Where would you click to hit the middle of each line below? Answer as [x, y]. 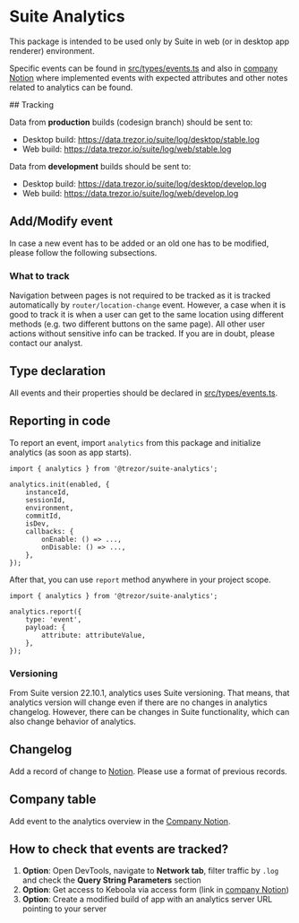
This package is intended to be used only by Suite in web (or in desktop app [149, 41]
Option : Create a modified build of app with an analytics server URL [147, 900]
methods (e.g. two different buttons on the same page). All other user [137, 324]
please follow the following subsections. [83, 252]
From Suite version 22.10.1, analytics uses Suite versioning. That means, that [149, 692]
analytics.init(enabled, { [60, 484]
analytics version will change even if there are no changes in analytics [138, 702]
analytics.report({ [46, 612]
